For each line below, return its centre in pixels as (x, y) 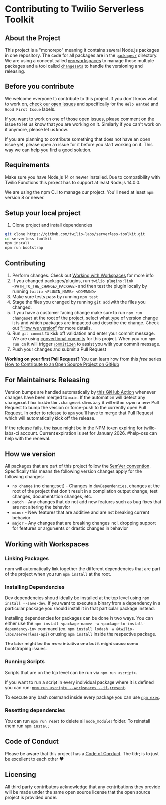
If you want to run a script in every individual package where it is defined (80, 682)
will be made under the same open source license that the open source (78, 792)
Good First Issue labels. (30, 109)
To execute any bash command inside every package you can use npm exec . (83, 697)
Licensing (21, 774)
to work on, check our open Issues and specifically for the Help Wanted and (82, 104)
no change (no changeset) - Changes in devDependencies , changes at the (86, 486)
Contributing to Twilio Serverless (75, 9)
